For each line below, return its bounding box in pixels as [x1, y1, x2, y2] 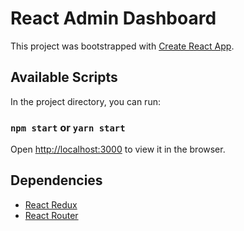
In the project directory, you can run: [10, 95, 161, 107]
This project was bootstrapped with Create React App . [10, 40, 235, 52]
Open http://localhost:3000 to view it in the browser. [10, 143, 226, 156]
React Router [24, 209, 79, 221]
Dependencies [10, 172, 103, 189]
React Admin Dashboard [10, 7, 217, 30]
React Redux [24, 198, 78, 211]
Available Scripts [10, 69, 118, 86]
